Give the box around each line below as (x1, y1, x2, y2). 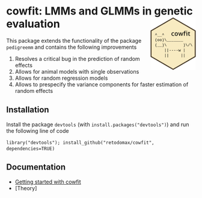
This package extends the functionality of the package (6, 37, 142, 44)
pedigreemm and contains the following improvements (6, 43, 137, 51)
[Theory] (14, 184, 37, 191)
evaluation (6, 17, 60, 31)
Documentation (6, 162, 66, 173)
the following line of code (6, 127, 69, 134)
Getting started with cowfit (14, 178, 81, 185)
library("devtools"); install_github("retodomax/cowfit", (6, 139, 155, 145)
